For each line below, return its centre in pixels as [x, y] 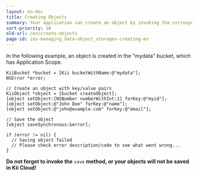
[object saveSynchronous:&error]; [49, 125]
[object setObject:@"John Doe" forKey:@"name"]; [67, 104]
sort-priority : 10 [29, 28]
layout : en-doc [25, 12]
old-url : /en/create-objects [42, 34]
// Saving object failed [42, 140]
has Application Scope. [34, 62]
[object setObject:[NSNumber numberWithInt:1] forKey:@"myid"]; [87, 99]
